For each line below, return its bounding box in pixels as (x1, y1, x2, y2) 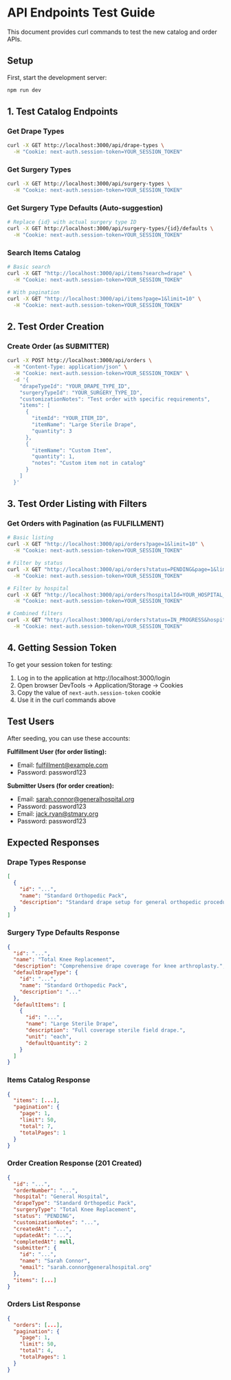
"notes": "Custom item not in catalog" (32, 460, 146, 467)
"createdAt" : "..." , (13, 1226, 72, 1232)
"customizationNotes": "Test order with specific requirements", (19, 395, 211, 403)
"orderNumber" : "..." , (13, 1187, 78, 1194)
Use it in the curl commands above (16, 695, 116, 704)
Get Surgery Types (7, 164, 71, 174)
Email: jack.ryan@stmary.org (16, 809, 98, 818)
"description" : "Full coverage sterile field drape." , (25, 1027, 186, 1034)
